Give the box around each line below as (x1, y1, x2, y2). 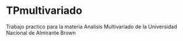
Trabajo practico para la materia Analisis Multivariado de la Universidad (6, 23, 177, 30)
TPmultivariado (6, 4, 83, 17)
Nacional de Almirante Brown (6, 29, 76, 36)
